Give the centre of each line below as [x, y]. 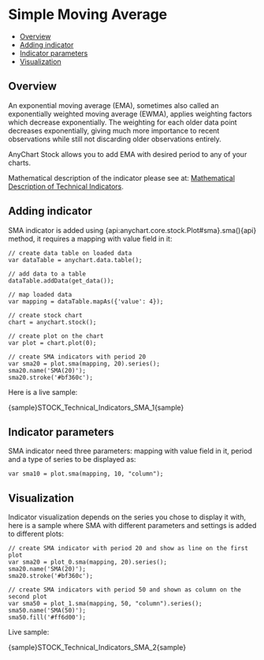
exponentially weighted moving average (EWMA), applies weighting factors [130, 114]
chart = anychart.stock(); [52, 322]
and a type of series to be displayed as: [72, 459]
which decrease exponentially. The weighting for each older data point [123, 122]
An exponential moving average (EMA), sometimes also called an [113, 105]
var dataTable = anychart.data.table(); [76, 260]
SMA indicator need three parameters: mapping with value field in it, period [130, 451]
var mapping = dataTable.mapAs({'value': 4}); [86, 302]
